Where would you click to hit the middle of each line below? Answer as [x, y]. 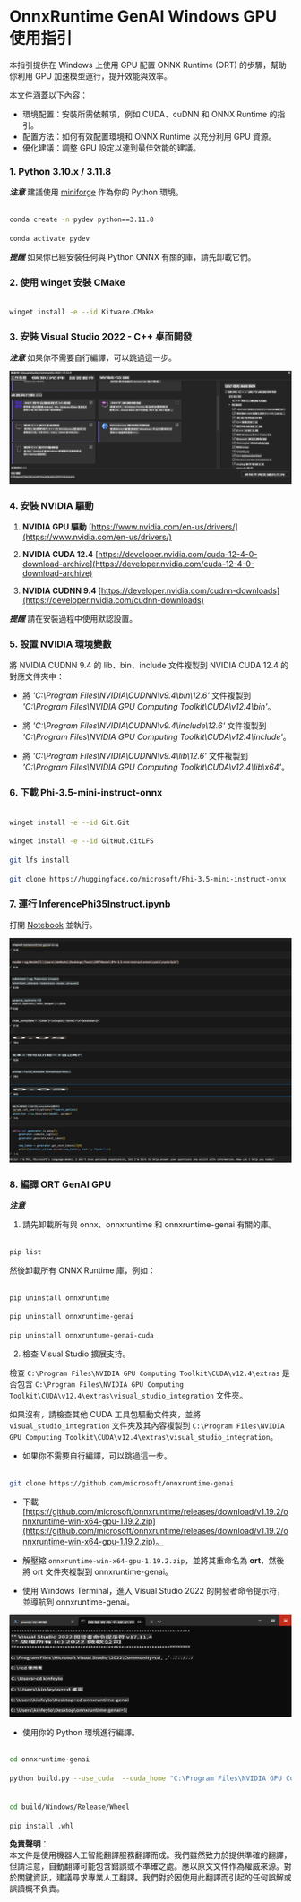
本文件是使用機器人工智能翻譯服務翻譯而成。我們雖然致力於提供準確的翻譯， [150, 1855]
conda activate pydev [50, 238]
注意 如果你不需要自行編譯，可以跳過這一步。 [93, 358]
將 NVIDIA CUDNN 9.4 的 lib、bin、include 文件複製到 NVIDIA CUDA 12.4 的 [149, 666]
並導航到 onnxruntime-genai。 [78, 1602]
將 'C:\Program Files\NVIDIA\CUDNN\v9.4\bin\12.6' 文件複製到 [137, 695]
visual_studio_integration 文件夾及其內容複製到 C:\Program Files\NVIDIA [147, 1425]
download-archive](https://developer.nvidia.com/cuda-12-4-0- [138, 564]
